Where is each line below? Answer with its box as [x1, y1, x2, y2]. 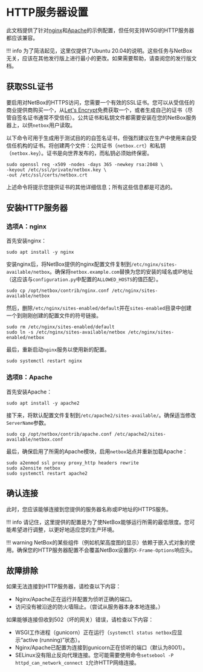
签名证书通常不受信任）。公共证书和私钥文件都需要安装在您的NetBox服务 [16, 114, 197, 121]
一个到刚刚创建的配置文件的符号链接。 [6, 312, 101, 319]
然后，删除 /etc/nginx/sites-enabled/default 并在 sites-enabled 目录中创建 [6, 305, 192, 312]
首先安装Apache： [6, 388, 53, 395]
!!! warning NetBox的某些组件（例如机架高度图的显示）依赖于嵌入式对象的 [6, 538, 190, 546]
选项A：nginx [6, 222, 47, 231]
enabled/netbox [6, 335, 45, 341]
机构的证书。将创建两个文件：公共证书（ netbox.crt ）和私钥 [16, 141, 166, 149]
